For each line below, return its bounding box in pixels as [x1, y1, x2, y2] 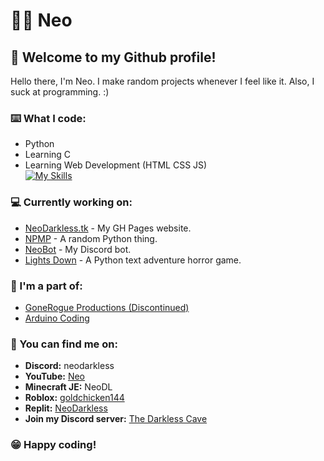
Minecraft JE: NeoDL [24, 381, 113, 393]
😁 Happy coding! [10, 438, 97, 452]
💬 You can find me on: [10, 337, 118, 351]
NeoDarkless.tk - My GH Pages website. [24, 222, 192, 234]
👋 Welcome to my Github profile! [10, 49, 217, 66]
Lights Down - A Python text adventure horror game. [24, 254, 242, 266]
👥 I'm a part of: [10, 279, 83, 293]
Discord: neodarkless [24, 360, 115, 372]
